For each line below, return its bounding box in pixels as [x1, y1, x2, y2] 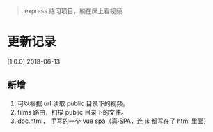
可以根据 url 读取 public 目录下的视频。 [17, 99, 129, 108]
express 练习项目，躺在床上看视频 [24, 7, 123, 15]
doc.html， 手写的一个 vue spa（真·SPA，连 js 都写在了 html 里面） [17, 117, 210, 125]
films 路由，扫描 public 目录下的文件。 [17, 108, 127, 116]
